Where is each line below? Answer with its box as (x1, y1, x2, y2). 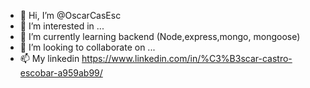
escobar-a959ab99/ (19, 67, 103, 79)
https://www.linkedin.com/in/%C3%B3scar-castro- (81, 53, 293, 64)
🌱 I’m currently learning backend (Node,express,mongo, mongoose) (19, 31, 301, 42)
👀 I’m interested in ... (19, 20, 105, 32)
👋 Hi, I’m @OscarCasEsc (19, 10, 122, 21)
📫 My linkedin (19, 53, 80, 64)
